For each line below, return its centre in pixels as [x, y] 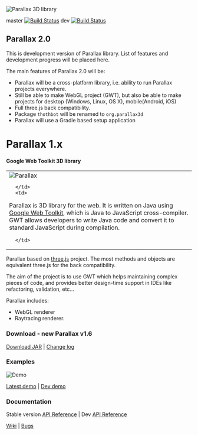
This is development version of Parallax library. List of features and [87, 53]
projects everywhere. [40, 89]
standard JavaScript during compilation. [65, 228]
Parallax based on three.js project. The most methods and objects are [91, 259]
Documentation [29, 401]
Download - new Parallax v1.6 [49, 334]
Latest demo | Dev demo [36, 386]
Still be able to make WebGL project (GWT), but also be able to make [98, 95]
